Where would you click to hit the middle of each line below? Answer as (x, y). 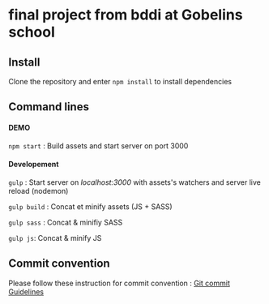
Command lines (49, 107)
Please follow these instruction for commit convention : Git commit (120, 283)
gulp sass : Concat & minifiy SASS (66, 222)
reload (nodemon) (38, 191)
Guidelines (26, 291)
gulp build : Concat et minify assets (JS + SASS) (90, 206)
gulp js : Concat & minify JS (55, 238)
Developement (34, 165)
